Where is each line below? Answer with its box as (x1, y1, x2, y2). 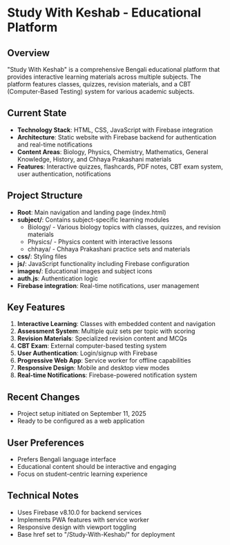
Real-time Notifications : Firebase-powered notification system (17, 371, 198, 379)
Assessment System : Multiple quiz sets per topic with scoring (17, 327, 195, 336)
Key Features (7, 302, 66, 314)
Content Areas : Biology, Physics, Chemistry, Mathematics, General (17, 147, 209, 156)
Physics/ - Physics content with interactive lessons (27, 237, 173, 246)
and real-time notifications (17, 140, 93, 149)
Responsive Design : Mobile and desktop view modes (17, 364, 170, 372)
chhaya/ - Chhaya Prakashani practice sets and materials (27, 245, 191, 253)
